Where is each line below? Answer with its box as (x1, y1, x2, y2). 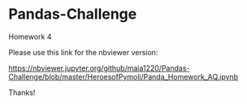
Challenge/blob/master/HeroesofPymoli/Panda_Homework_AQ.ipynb (8, 71, 238, 81)
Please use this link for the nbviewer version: (8, 47, 158, 57)
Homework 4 (8, 32, 52, 41)
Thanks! (8, 87, 36, 97)
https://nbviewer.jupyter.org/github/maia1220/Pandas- (8, 63, 190, 73)
